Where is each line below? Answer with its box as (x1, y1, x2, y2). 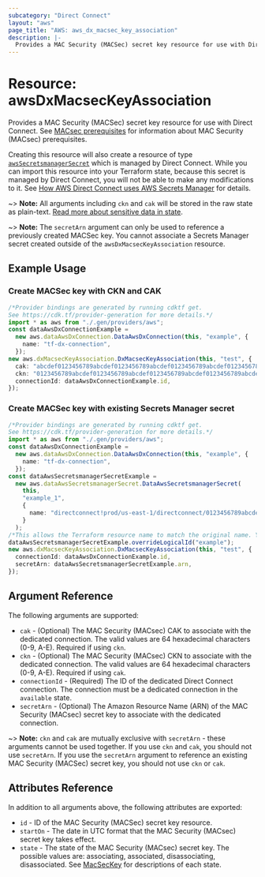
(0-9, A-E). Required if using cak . (19, 668, 126, 677)
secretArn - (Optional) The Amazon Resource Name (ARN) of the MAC (19, 701, 248, 710)
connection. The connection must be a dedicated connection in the (19, 684, 238, 694)
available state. (19, 692, 73, 703)
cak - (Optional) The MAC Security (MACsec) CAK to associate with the (19, 625, 252, 635)
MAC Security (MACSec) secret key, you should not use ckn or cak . (8, 759, 226, 768)
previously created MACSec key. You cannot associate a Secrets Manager (8, 230, 249, 241)
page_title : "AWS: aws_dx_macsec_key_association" (8, 26, 178, 34)
